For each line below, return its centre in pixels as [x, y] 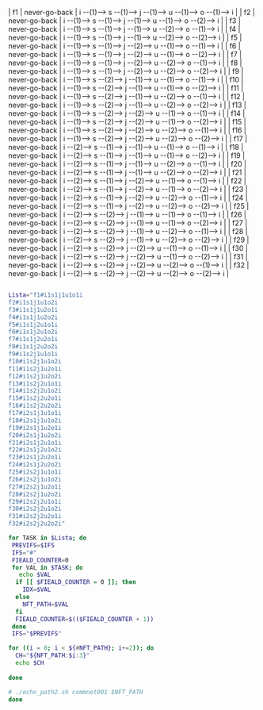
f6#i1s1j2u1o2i [33, 332]
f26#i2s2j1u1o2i [35, 479]
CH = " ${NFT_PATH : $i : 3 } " [53, 656]
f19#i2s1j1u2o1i [35, 428]
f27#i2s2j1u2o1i [35, 487]
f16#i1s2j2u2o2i [35, 406]
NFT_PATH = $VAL [46, 604]
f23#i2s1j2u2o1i [35, 457]
